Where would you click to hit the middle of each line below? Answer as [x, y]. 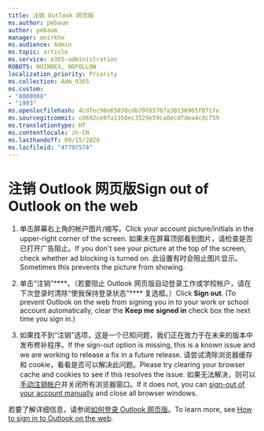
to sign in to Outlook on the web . [61, 418]
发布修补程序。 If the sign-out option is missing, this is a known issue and [137, 345]
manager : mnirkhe [37, 37]
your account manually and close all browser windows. [108, 393]
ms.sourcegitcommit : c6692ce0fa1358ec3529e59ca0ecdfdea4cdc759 [114, 118]
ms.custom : [26, 89]
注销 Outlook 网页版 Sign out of [109, 189]
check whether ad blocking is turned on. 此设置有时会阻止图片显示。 [130, 258]
